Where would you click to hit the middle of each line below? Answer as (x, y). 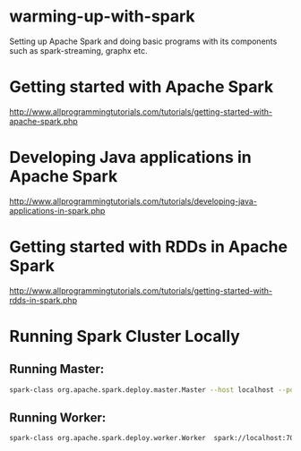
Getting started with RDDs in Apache (149, 247)
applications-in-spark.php (57, 210)
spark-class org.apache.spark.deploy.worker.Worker (107, 438)
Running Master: (57, 369)
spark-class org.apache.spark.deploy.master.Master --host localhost (142, 390)
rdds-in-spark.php (43, 300)
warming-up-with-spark (102, 17)
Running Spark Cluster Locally (125, 336)
